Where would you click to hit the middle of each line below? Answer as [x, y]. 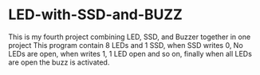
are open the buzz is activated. [59, 62]
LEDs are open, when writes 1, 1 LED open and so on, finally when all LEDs [130, 53]
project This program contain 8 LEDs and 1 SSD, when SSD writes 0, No [126, 45]
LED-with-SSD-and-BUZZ [96, 15]
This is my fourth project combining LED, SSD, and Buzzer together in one [130, 37]
